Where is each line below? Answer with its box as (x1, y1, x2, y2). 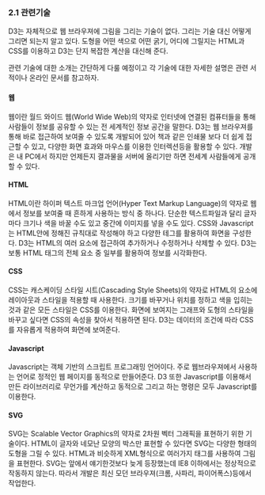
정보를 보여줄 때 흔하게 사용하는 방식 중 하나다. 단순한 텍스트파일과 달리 (22, 208, 243, 218)
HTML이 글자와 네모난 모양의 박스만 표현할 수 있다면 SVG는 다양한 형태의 (31, 439, 257, 448)
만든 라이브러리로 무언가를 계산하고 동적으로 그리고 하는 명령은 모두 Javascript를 (8, 382, 258, 391)
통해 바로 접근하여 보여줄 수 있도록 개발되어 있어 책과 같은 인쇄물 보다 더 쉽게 (8, 131, 244, 141)
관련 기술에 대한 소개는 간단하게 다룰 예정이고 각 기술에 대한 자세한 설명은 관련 (8, 63, 249, 73)
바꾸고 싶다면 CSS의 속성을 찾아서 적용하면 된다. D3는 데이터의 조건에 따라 (8, 314, 238, 324)
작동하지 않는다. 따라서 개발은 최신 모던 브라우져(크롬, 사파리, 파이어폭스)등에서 (8, 469, 252, 478)
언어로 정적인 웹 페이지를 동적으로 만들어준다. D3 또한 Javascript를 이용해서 (16, 372, 252, 382)
